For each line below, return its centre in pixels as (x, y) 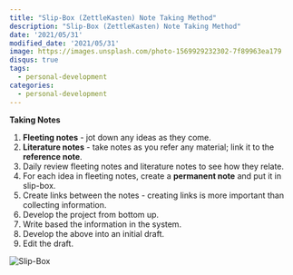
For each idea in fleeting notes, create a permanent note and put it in (152, 176)
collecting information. (64, 204)
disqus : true (34, 60)
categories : (32, 85)
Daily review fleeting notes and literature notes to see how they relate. (153, 166)
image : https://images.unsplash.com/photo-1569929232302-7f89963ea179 (146, 52)
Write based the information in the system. (102, 224)
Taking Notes (35, 120)
